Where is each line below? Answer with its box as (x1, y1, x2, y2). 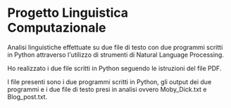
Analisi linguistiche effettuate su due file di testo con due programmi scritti (7, 43, 223, 51)
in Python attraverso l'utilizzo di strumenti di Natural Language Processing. (7, 50, 224, 59)
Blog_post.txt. (7, 93, 48, 101)
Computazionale (7, 20, 106, 36)
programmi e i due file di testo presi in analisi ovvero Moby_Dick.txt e (7, 85, 207, 93)
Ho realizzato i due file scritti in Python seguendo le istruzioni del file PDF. (7, 64, 222, 72)
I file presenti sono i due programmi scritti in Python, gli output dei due (7, 77, 212, 86)
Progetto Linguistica (7, 5, 129, 21)
